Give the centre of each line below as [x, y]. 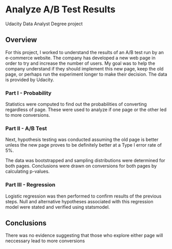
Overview [21, 40]
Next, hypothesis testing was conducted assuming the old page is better [82, 139]
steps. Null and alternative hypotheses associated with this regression [79, 201]
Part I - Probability [28, 93]
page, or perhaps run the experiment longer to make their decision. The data [87, 74]
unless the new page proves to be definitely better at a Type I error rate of [83, 145]
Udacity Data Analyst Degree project [44, 24]
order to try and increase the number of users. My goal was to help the [80, 63]
